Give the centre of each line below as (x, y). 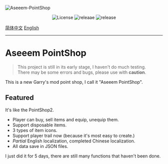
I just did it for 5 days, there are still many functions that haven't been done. (83, 156)
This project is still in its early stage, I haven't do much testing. (81, 67)
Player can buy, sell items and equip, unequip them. (65, 119)
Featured (19, 98)
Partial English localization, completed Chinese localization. (74, 141)
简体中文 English (22, 28)
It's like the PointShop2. (29, 110)
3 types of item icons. (35, 130)
